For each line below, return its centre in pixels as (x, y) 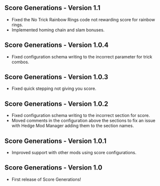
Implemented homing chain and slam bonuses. (58, 30)
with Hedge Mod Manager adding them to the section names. (73, 126)
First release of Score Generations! (46, 179)
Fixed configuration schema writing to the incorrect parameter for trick (82, 57)
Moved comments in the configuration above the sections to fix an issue (83, 121)
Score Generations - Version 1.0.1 (56, 141)
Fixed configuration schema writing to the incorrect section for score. (81, 115)
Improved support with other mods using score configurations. (74, 153)
